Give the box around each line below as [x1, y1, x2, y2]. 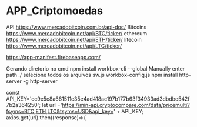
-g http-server [23, 78, 58, 85]
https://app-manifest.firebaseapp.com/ [6, 54, 101, 61]
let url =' [42, 101, 62, 108]
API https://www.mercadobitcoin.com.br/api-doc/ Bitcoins [6, 24, 147, 31]
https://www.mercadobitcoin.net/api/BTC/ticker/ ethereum [6, 29, 148, 36]
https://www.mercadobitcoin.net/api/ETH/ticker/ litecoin [6, 36, 142, 43]
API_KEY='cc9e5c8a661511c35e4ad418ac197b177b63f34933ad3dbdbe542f [6, 95, 190, 102]
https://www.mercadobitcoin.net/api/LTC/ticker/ [6, 42, 122, 49]
